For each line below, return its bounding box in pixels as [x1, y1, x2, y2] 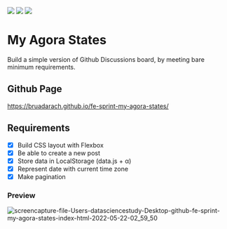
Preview [7, 190, 36, 200]
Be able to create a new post [17, 148, 100, 157]
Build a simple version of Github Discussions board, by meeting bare [7, 55, 205, 63]
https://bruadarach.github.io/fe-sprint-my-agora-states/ [7, 102, 170, 110]
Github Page [7, 83, 62, 95]
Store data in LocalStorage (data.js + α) [17, 157, 132, 165]
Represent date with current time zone [17, 164, 128, 173]
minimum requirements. [7, 63, 76, 71]
